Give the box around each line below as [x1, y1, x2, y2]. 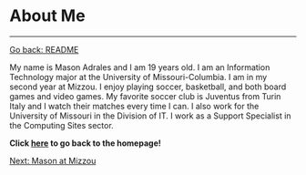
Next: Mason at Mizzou [9, 155, 97, 166]
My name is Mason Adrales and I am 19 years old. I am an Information [9, 61, 270, 73]
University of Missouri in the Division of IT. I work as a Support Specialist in [9, 110, 291, 121]
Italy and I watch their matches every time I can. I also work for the [9, 100, 260, 111]
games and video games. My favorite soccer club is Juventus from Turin [9, 90, 281, 101]
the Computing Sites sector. [9, 119, 114, 130]
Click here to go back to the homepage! [9, 138, 161, 149]
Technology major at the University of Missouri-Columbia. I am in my [9, 71, 268, 82]
